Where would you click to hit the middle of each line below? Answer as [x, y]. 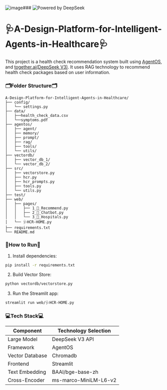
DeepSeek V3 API [73, 339]
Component [27, 331]
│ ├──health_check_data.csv [37, 116]
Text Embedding [27, 372]
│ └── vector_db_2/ [28, 164]
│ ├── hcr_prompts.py [30, 182]
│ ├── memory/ [22, 134]
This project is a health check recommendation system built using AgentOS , [83, 61]
